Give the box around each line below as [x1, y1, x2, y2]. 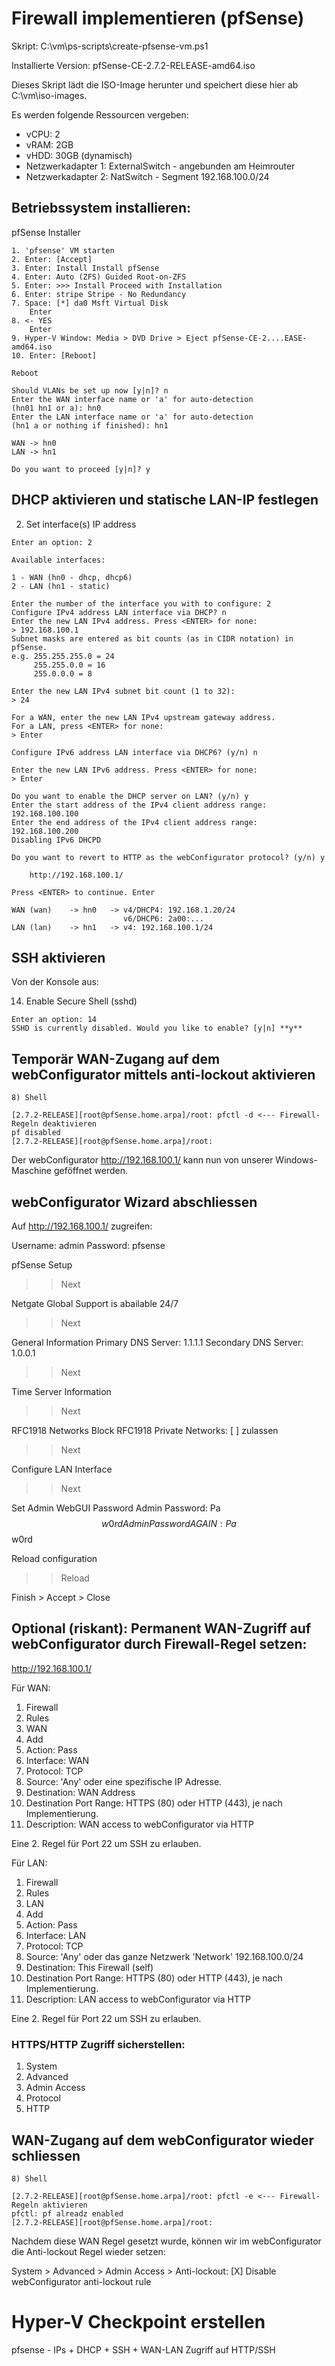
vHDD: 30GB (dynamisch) [25, 149, 133, 161]
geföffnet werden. [53, 1165, 129, 1177]
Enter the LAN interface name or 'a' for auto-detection [11, 412, 254, 422]
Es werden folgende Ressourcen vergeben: [11, 108, 189, 121]
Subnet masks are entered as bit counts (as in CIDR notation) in [11, 633, 294, 644]
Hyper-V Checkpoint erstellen [11, 2311, 266, 2334]
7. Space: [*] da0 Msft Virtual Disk [11, 298, 169, 308]
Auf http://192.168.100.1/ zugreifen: [11, 1220, 153, 1232]
